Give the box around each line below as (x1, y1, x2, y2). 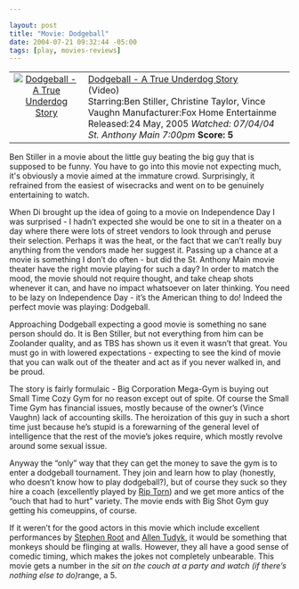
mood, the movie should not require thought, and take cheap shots (9, 273, 254, 284)
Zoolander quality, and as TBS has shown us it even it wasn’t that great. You (9, 338, 287, 349)
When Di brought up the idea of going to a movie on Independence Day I (9, 207, 276, 218)
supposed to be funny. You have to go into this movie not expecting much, (9, 162, 282, 172)
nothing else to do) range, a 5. (9, 570, 117, 581)
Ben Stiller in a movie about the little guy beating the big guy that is (9, 152, 255, 162)
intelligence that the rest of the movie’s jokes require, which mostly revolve (9, 431, 283, 442)
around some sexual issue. (9, 441, 108, 452)
